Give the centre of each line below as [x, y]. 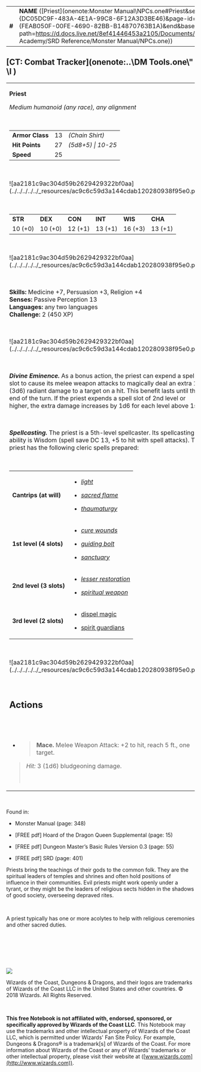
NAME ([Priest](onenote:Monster [66, 11]
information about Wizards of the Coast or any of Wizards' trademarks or [96, 1050]
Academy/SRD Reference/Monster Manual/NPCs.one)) [96, 41]
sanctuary [95, 557]
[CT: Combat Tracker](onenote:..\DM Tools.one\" [100, 62]
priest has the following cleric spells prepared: [74, 447]
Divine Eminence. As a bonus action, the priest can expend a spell [103, 375]
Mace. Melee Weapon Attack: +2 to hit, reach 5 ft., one [113, 745]
